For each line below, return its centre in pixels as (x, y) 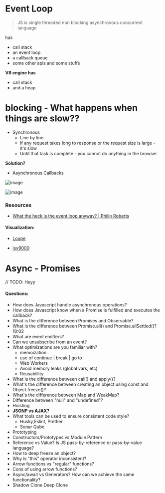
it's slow (28, 148)
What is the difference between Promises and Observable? (73, 320)
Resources (18, 205)
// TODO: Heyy (20, 282)
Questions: (17, 293)
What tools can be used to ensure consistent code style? (71, 416)
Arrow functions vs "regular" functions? (53, 464)
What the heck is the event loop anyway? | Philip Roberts (71, 216)
